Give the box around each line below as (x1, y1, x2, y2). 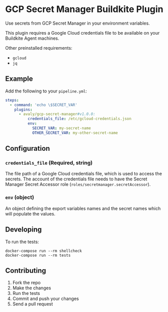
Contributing (5, 266, 46, 275)
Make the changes (12, 285, 51, 291)
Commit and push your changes (12, 295, 79, 302)
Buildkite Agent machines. (5, 35, 59, 41)
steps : (5, 97, 19, 102)
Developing (5, 225, 42, 234)
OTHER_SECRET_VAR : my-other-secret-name (32, 130, 118, 135)
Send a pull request (12, 301, 53, 307)
